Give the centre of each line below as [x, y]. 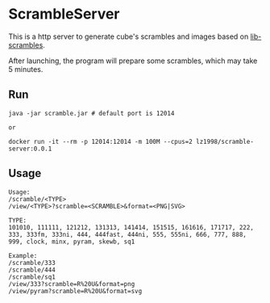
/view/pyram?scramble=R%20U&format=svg [75, 291]
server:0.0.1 [30, 149]
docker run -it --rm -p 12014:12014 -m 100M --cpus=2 [101, 141]
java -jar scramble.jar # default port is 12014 [91, 113]
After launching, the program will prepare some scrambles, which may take [133, 61]
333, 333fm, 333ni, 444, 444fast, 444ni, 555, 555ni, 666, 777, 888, [128, 234]
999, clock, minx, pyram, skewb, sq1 [72, 242]
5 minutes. [26, 69]
